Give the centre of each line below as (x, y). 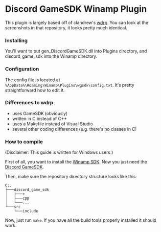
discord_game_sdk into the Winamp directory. (51, 56)
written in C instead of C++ (39, 118)
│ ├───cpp (17, 198)
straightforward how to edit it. (35, 90)
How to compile (24, 141)
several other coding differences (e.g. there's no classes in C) (74, 129)
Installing (16, 40)
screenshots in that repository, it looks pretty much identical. (66, 27)
